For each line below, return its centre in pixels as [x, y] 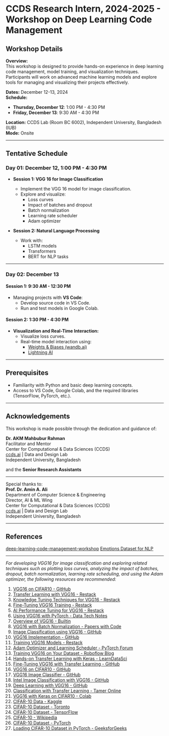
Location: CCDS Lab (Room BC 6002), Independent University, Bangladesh [84, 122]
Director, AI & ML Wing [29, 500]
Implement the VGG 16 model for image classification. [76, 189]
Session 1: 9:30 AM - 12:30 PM [38, 286]
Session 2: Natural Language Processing [56, 230]
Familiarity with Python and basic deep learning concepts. [73, 385]
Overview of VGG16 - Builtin [42, 621]
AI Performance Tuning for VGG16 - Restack [58, 610]
